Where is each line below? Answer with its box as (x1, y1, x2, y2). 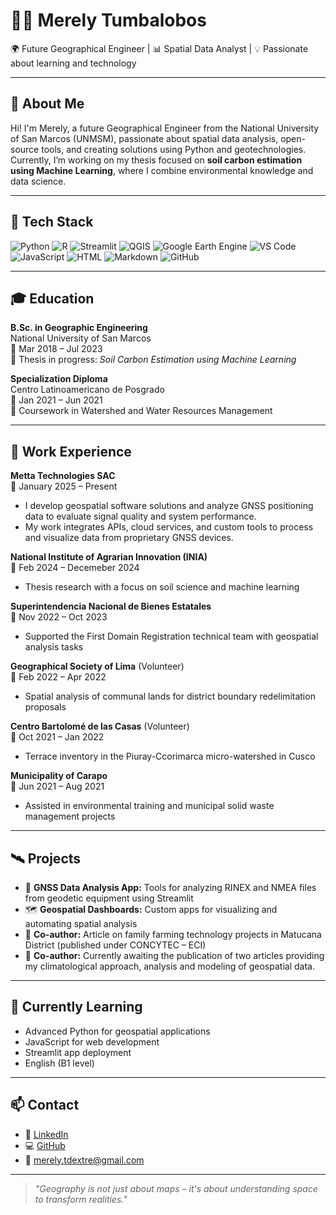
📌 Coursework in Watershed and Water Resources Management (10, 405, 273, 417)
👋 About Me (10, 95, 85, 113)
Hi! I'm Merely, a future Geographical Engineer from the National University (10, 122, 320, 134)
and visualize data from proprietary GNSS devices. (24, 532, 234, 544)
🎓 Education (10, 290, 95, 307)
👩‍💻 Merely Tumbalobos (10, 9, 207, 32)
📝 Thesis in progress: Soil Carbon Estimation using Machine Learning (10, 354, 297, 366)
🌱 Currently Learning (10, 999, 143, 1016)
